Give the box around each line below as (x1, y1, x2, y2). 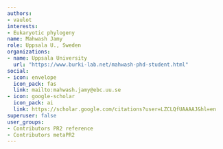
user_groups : (7, 118, 45, 126)
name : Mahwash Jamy (7, 36, 63, 43)
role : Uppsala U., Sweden (7, 42, 81, 49)
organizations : (7, 49, 51, 56)
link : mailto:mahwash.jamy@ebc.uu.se (13, 87, 121, 93)
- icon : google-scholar (7, 93, 75, 100)
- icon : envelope (7, 73, 57, 81)
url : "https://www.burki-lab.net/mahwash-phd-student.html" (13, 61, 189, 68)
